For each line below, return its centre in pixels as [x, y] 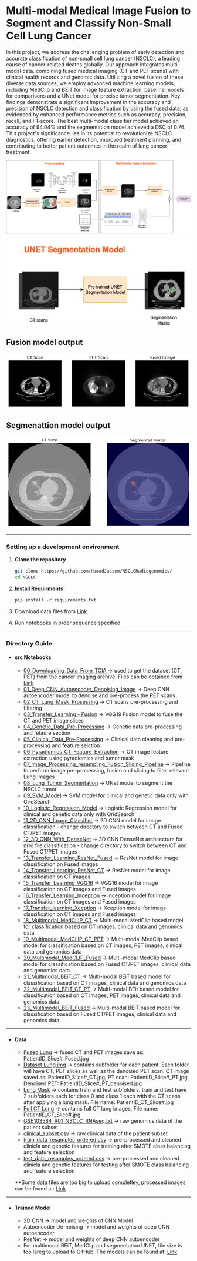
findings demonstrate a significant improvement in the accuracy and [89, 102]
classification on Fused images [61, 864]
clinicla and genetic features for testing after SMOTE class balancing [106, 1165]
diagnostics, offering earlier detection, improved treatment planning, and [94, 139]
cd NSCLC [25, 577]
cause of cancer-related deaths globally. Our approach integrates [85, 64]
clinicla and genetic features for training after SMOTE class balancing [107, 1146]
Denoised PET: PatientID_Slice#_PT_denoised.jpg [82, 1083]
